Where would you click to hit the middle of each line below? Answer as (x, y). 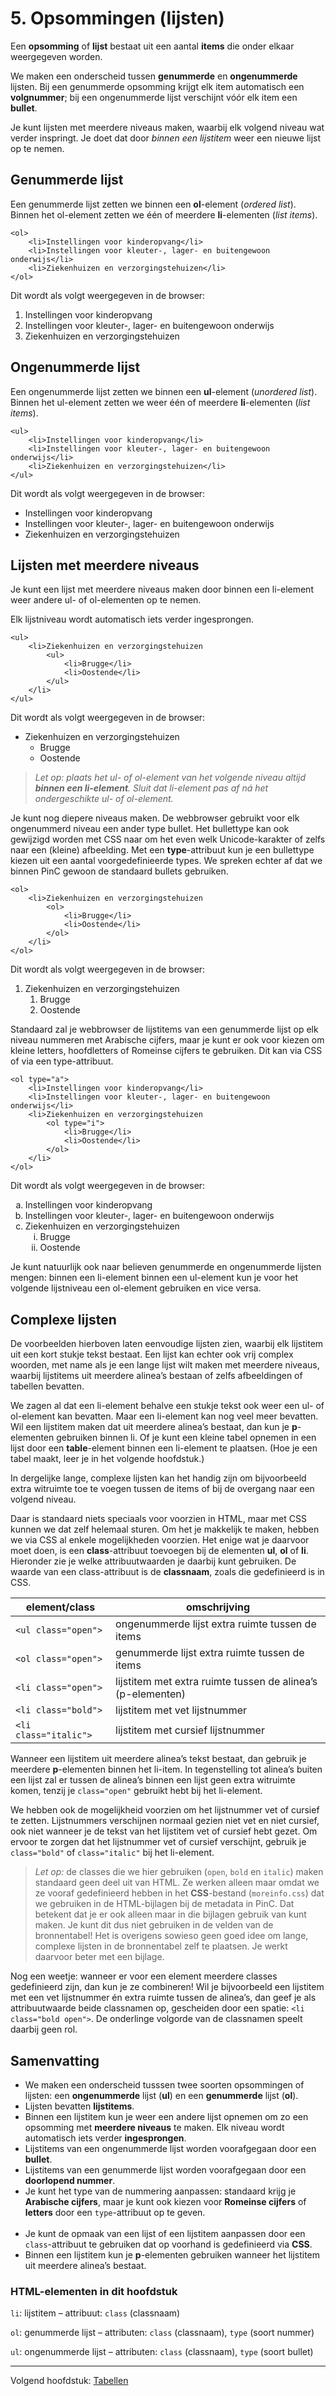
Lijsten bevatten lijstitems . (79, 2106)
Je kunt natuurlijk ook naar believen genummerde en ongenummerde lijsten (166, 1267)
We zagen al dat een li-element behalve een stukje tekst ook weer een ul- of (167, 1406)
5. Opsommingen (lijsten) (117, 18)
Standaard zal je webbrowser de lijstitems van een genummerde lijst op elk (164, 1029)
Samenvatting (55, 2060)
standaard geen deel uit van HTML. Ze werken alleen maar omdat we (177, 1883)
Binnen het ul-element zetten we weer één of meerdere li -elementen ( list (160, 402)
